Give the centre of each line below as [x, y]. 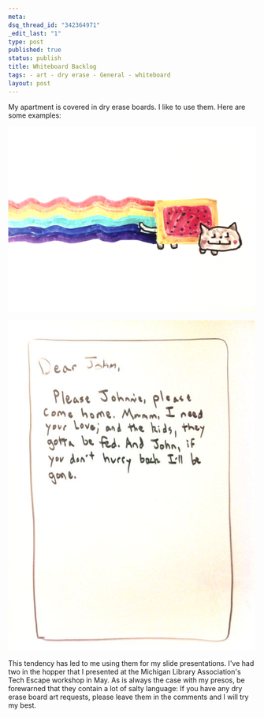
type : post [26, 42]
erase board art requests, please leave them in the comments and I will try [128, 697]
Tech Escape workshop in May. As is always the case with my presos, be [127, 680]
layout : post [30, 83]
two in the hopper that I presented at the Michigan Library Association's [125, 671]
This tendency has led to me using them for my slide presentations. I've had [131, 663]
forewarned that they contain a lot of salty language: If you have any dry [125, 688]
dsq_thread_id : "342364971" [54, 25]
